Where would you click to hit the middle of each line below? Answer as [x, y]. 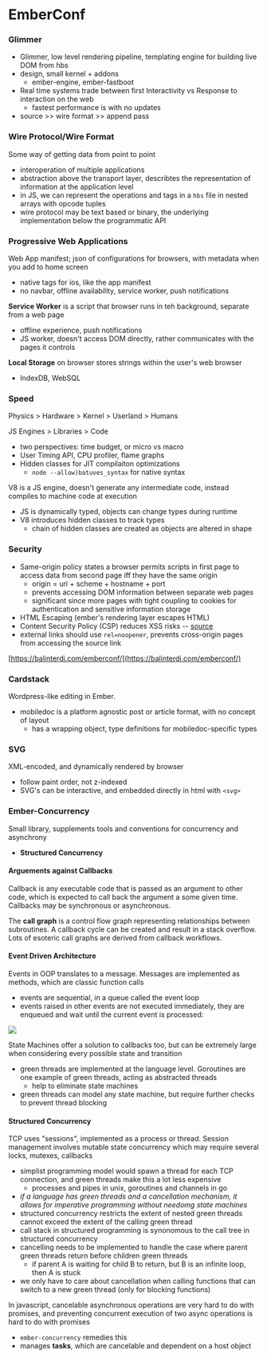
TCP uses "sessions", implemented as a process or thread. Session [119, 1139]
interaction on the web [57, 99]
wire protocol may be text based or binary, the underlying [114, 212]
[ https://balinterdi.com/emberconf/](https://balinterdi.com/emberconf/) [125, 658]
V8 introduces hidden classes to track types [92, 520]
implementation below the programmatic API [93, 220]
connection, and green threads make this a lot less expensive [120, 1179]
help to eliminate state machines [85, 1085]
